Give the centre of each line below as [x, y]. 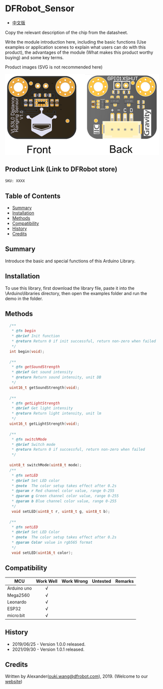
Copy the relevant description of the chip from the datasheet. [67, 32]
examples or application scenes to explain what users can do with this [75, 47]
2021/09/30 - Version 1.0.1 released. [48, 649]
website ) [14, 682]
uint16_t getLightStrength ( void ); [44, 424]
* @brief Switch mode [33, 444]
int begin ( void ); [27, 351]
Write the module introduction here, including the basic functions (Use [76, 42]
